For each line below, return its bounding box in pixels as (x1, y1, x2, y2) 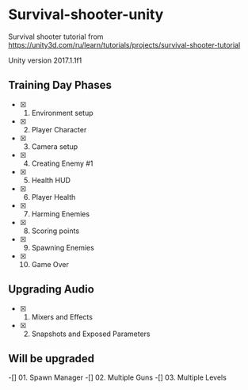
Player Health (31, 192, 76, 201)
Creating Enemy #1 (31, 159, 93, 168)
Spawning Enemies (31, 243, 95, 252)
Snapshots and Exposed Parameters (31, 329, 151, 338)
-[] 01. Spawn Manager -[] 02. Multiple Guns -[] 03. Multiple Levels (8, 373, 227, 382)
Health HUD (31, 175, 71, 185)
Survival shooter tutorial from (8, 32, 104, 41)
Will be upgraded (8, 351, 95, 365)
